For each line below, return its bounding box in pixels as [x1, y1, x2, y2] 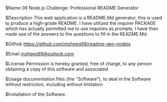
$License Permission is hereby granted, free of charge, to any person [5, 61, 152, 66]
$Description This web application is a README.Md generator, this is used [5, 15, 162, 20]
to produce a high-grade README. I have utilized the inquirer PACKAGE [5, 20, 156, 26]
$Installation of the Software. [5, 91, 67, 97]
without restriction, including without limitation [5, 82, 103, 87]
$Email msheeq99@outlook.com [5, 51, 74, 57]
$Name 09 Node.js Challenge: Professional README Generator [5, 5, 139, 11]
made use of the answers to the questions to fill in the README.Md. [5, 31, 148, 37]
